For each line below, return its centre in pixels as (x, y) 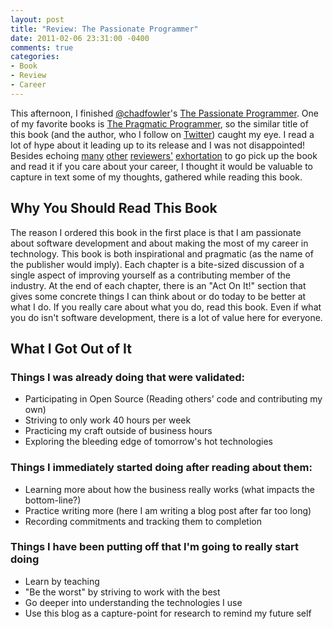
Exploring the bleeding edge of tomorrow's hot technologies (148, 442)
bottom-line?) (53, 500)
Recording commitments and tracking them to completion (143, 521)
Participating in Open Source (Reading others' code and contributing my (173, 399)
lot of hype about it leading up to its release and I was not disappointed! (158, 145)
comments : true (42, 47)
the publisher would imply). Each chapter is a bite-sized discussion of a (157, 264)
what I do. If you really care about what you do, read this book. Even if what (166, 307)
